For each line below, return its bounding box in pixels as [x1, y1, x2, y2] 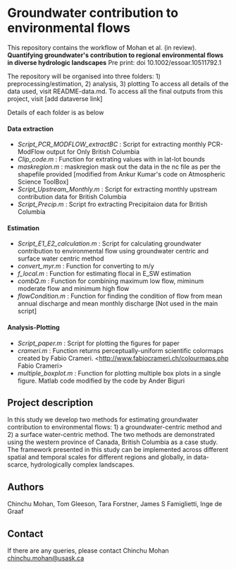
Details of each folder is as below [7, 108, 104, 116]
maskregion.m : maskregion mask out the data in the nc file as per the [17, 162, 221, 171]
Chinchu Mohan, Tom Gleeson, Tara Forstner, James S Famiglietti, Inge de [7, 500, 223, 508]
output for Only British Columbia [46, 148, 139, 156]
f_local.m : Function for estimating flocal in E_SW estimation [17, 270, 192, 278]
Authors [7, 481, 44, 493]
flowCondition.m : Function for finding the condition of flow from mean [17, 292, 223, 301]
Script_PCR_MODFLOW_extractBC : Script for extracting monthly [17, 140, 206, 149]
